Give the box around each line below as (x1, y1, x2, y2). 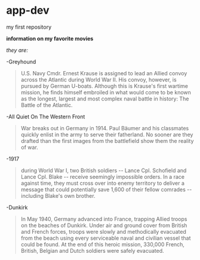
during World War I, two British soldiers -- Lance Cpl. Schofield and (20, 167, 187, 174)
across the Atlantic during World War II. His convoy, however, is (20, 76, 177, 83)
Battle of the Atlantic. (20, 101, 73, 108)
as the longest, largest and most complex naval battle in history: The (20, 95, 189, 102)
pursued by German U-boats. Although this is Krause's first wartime (20, 82, 188, 90)
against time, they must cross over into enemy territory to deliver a (20, 179, 185, 186)
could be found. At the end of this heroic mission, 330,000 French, (20, 240, 185, 248)
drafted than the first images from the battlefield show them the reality (20, 137, 194, 144)
